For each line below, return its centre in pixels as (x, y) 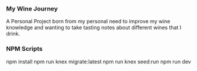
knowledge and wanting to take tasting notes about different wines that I (94, 27)
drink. (13, 34)
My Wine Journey (32, 9)
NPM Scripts (24, 49)
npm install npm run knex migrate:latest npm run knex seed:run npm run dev (98, 61)
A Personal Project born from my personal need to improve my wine (88, 22)
